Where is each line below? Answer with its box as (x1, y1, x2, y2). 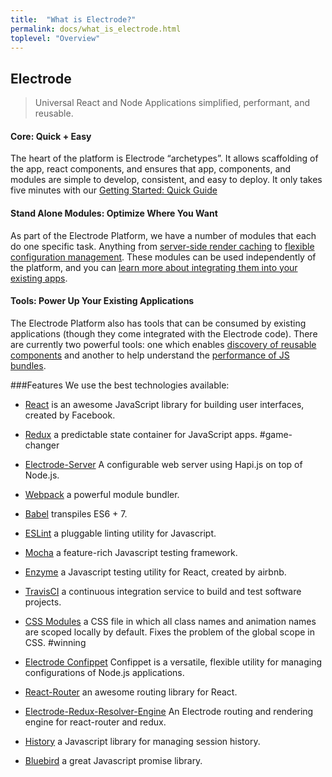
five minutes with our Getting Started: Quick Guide (10, 184, 218, 196)
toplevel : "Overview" (10, 33, 101, 43)
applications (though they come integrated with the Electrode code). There (10, 327, 318, 340)
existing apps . (10, 272, 68, 284)
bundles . (10, 359, 47, 371)
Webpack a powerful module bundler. (24, 488, 180, 500)
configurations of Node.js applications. (24, 666, 185, 678)
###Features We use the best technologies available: (10, 379, 230, 391)
